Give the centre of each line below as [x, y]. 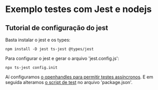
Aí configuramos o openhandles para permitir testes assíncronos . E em [79, 77]
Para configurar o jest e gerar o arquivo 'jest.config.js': [62, 58]
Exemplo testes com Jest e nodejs [78, 9]
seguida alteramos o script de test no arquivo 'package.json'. [69, 82]
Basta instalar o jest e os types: [38, 40]
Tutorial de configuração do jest [57, 28]
